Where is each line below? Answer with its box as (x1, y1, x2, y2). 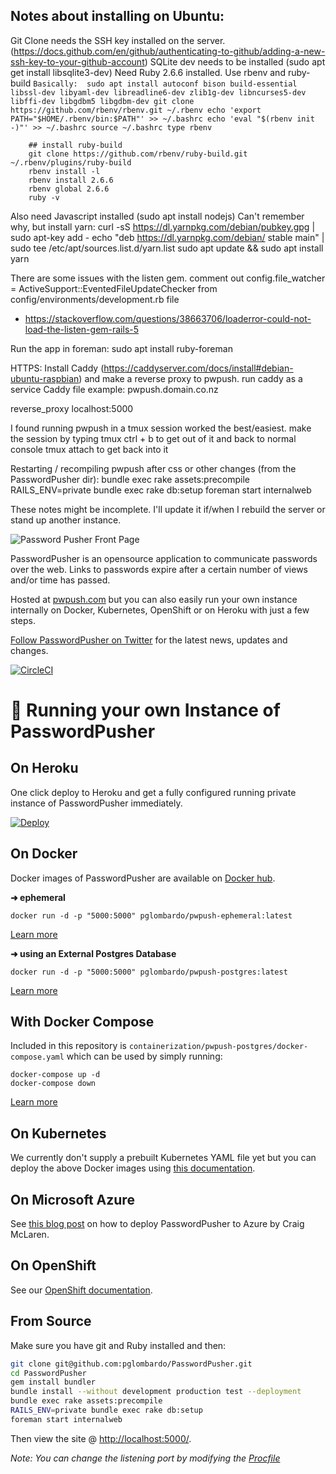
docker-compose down (10, 1079, 97, 1089)
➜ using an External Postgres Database (10, 947, 177, 959)
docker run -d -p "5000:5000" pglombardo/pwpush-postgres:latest (10, 967, 288, 977)
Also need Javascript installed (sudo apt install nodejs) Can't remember (10, 210, 305, 222)
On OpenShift (10, 1257, 97, 1274)
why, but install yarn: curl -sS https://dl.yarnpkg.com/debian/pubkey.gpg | (10, 220, 316, 233)
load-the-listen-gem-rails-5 (24, 323, 140, 335)
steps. (10, 614, 36, 626)
